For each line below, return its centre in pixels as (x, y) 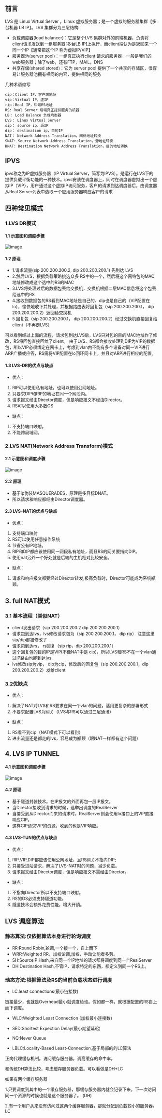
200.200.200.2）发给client (39, 670)
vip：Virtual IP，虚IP (27, 100)
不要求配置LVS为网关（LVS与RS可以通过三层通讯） (63, 712)
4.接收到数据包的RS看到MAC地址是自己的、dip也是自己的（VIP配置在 (81, 300)
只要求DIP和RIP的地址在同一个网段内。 (51, 393)
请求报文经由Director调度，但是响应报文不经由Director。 (68, 400)
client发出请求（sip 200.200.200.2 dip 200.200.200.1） (67, 627)
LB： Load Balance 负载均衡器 (33, 115)
